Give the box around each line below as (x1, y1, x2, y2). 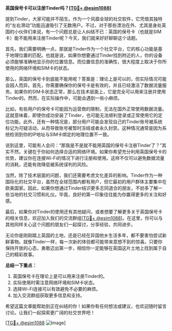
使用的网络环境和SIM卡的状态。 (5, 65, 72, 71)
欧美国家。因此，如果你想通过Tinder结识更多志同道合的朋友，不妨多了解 (5, 185, 158, 191)
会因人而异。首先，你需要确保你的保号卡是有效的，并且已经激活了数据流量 (5, 82, 162, 88)
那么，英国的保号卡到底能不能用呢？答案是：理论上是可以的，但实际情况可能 (5, 76, 167, 82)
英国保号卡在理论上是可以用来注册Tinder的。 (12, 273, 107, 279)
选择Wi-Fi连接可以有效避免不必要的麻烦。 (12, 286, 101, 292)
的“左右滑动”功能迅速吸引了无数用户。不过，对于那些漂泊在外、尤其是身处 (5, 22, 162, 28)
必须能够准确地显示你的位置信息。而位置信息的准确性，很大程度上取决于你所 (5, 59, 167, 64)
